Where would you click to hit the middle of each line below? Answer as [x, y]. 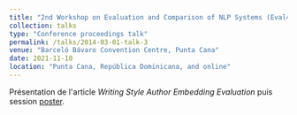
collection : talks [43, 26]
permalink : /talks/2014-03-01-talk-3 [79, 42]
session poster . [37, 101]
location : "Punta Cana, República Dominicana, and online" [120, 67]
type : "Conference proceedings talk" [79, 34]
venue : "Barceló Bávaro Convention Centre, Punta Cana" [114, 50]
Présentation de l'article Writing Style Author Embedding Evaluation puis [141, 92]
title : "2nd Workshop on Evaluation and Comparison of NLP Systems [136, 17]
